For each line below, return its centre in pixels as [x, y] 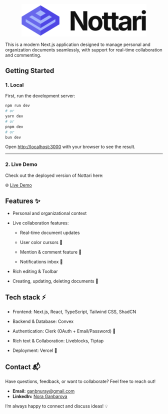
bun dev [13, 137]
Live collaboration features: [40, 223]
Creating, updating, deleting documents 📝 [55, 281]
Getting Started [30, 71]
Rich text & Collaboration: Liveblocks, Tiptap [58, 341]
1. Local [14, 85]
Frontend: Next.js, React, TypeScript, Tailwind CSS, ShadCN [74, 312]
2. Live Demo [21, 164]
